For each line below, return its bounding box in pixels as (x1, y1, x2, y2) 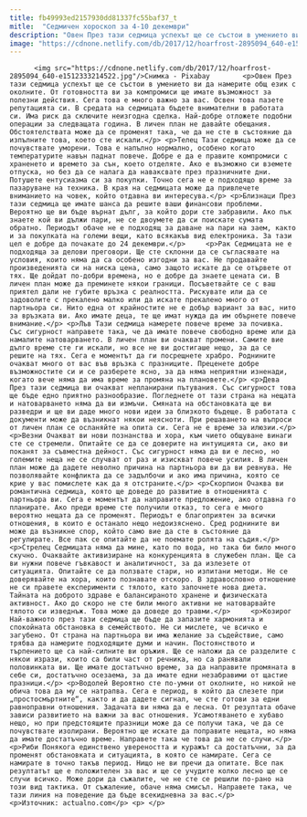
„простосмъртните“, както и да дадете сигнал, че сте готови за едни (9, 695, 281, 704)
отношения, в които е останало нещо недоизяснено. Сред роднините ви (9, 519, 281, 529)
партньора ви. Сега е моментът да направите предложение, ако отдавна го (9, 495, 297, 505)
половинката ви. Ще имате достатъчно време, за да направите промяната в (9, 663, 297, 672)
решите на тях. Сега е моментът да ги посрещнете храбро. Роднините (9, 351, 276, 361)
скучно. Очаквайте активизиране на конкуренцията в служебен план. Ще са (9, 551, 297, 560)
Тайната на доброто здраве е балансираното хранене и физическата (9, 591, 268, 601)
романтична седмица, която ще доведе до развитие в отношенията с (9, 487, 268, 497)
